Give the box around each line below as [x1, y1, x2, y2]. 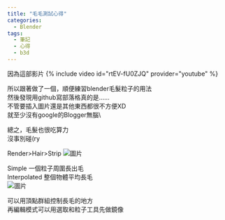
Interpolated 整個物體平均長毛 [7, 172, 93, 181]
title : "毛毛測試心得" [7, 10, 67, 18]
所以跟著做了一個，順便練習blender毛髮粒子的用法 [7, 84, 152, 92]
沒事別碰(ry [7, 134, 41, 142]
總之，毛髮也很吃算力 [7, 125, 68, 134]
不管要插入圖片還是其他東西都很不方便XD [7, 102, 126, 110]
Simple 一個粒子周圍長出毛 [7, 164, 84, 172]
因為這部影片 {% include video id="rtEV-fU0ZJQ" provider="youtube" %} [7, 69, 219, 78]
